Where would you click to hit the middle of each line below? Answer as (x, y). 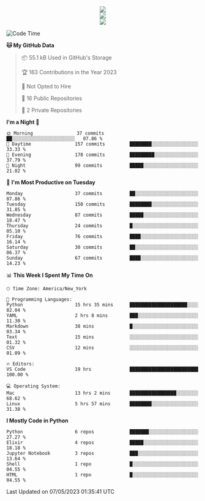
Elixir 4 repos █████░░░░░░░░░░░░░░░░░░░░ (102, 443)
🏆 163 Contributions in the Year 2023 (69, 72)
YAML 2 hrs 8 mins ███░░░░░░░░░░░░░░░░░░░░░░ (102, 316)
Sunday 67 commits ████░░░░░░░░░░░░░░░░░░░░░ (102, 258)
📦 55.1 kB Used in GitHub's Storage (66, 57)
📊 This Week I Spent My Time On (50, 275)
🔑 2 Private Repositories (52, 110)
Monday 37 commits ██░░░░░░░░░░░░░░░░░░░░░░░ (102, 193)
